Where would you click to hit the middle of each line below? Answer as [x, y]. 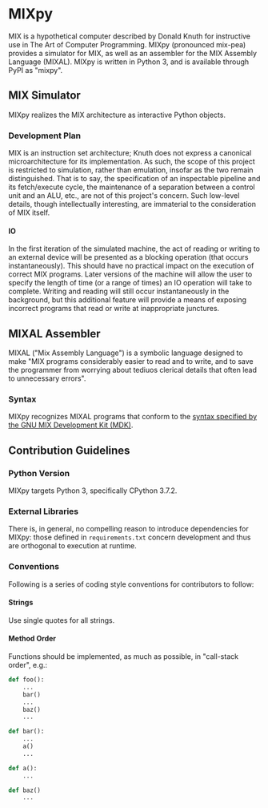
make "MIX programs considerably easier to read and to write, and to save [131, 362]
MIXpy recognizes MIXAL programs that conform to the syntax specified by [133, 417]
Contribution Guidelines [69, 450]
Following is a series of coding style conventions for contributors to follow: [131, 584]
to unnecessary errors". [47, 378]
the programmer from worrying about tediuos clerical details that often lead [133, 370]
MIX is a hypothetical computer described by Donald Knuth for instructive [129, 36]
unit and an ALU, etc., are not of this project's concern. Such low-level [124, 196]
